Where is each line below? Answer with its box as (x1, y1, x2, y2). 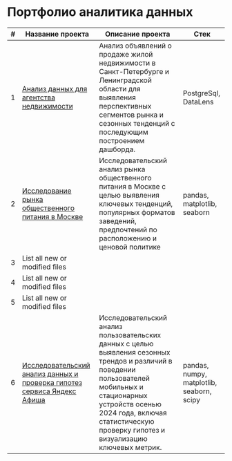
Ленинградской (99, 75, 152, 85)
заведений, (99, 216, 137, 225)
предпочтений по (99, 225, 157, 234)
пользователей (99, 373, 150, 383)
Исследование (21, 186, 72, 196)
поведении (99, 364, 136, 374)
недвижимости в (99, 58, 156, 68)
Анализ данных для (21, 84, 88, 93)
